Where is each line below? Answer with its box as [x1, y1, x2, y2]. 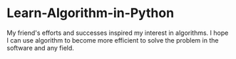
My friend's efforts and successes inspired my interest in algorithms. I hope [6, 28, 229, 37]
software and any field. [6, 43, 74, 52]
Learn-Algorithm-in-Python [6, 5, 175, 21]
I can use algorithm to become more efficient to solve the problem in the [6, 36, 219, 44]
